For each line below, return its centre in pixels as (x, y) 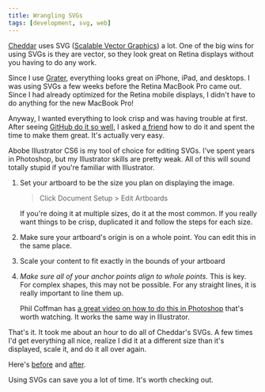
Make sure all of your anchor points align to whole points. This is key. (133, 276)
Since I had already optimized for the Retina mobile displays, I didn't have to (132, 94)
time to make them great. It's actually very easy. (86, 135)
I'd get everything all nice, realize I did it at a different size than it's (116, 341)
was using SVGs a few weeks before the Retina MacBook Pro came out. (125, 86)
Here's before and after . (47, 364)
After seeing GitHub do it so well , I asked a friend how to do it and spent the (132, 127)
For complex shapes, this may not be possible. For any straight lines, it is (138, 284)
